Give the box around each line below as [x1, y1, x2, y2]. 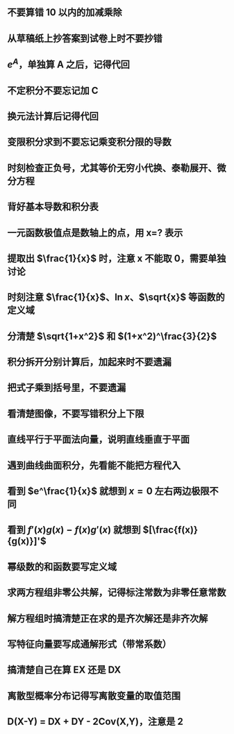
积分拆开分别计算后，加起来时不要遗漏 [7, 356, 172, 368]
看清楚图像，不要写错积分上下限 [7, 408, 144, 420]
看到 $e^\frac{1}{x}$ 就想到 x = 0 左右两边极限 [7, 486, 210, 497]
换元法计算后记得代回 [7, 110, 99, 122]
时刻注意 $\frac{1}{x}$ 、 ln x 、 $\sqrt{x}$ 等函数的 [7, 292, 226, 303]
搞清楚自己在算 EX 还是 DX [7, 664, 122, 676]
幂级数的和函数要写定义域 [7, 561, 117, 573]
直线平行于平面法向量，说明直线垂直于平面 [7, 433, 190, 445]
